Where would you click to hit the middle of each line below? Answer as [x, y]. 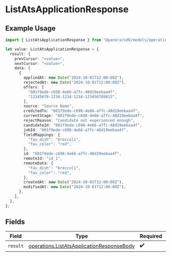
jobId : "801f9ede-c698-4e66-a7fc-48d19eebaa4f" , [76, 130]
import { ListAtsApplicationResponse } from [53, 40]
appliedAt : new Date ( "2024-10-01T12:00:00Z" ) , [74, 78]
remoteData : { [38, 163]
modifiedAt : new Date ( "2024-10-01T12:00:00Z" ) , [75, 187]
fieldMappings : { [42, 135]
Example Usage [31, 28]
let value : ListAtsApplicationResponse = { [52, 49]
